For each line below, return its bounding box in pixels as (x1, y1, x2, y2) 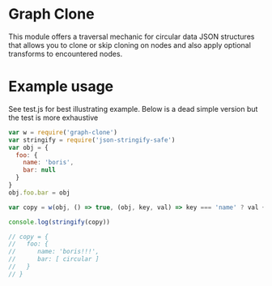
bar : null (23, 166, 57, 174)
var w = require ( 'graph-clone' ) (8, 128, 117, 136)
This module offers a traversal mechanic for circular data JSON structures (8, 32, 255, 41)
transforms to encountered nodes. (8, 49, 123, 58)
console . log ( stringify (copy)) (8, 218, 111, 226)
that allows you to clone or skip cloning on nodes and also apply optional (8, 40, 251, 49)
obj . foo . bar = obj (8, 188, 70, 197)
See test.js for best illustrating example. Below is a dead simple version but (8, 104, 258, 113)
